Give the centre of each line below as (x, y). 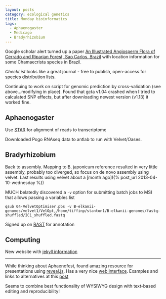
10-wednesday (20, 182)
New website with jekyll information (41, 252)
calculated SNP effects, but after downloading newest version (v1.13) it (77, 97)
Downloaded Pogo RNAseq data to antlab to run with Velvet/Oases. (74, 139)
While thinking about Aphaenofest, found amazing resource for (69, 266)
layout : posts (20, 10)
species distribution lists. (30, 77)
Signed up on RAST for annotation (40, 224)
